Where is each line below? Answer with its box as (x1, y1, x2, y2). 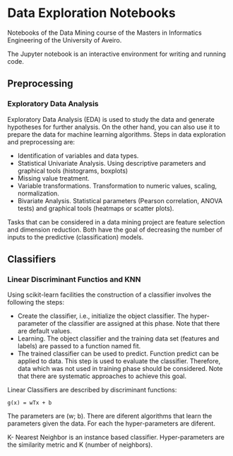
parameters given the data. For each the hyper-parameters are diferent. (7, 419, 215, 428)
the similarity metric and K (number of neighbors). (7, 440, 153, 449)
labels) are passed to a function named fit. (17, 342, 141, 350)
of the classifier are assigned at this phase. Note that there (49, 319, 220, 328)
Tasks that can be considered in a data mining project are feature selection (7, 217, 225, 226)
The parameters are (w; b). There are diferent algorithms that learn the (7, 412, 213, 421)
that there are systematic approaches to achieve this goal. (17, 372, 187, 380)
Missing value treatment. (17, 173, 90, 182)
